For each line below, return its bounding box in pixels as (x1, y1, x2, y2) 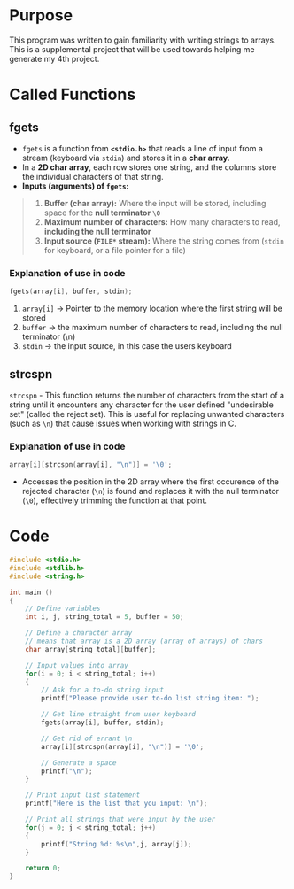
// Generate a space (41, 758, 117, 767)
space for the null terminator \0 (43, 207, 161, 218)
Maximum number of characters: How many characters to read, (43, 216, 281, 227)
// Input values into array (25, 661, 128, 669)
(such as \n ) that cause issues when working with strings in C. (9, 418, 237, 429)
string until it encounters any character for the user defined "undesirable (9, 399, 275, 410)
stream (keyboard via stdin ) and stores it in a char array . (21, 152, 230, 163)
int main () (9, 588, 53, 597)
